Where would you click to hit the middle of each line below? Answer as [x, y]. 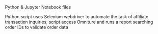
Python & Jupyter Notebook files [38, 7]
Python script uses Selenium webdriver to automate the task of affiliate [77, 17]
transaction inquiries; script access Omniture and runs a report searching [79, 22]
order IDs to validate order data [37, 27]
